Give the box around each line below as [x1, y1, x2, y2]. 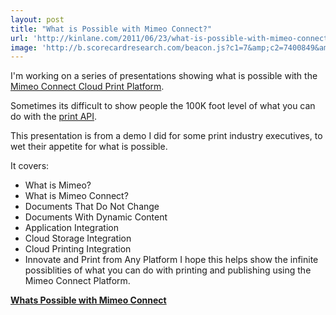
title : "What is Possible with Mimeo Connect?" [10, 24, 213, 34]
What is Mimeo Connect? [24, 190, 129, 202]
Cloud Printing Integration [24, 243, 132, 255]
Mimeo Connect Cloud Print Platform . [10, 81, 165, 93]
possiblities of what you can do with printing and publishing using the [24, 264, 312, 276]
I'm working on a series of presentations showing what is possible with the [10, 70, 318, 82]
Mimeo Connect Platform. [24, 275, 131, 287]
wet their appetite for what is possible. [10, 141, 168, 153]
